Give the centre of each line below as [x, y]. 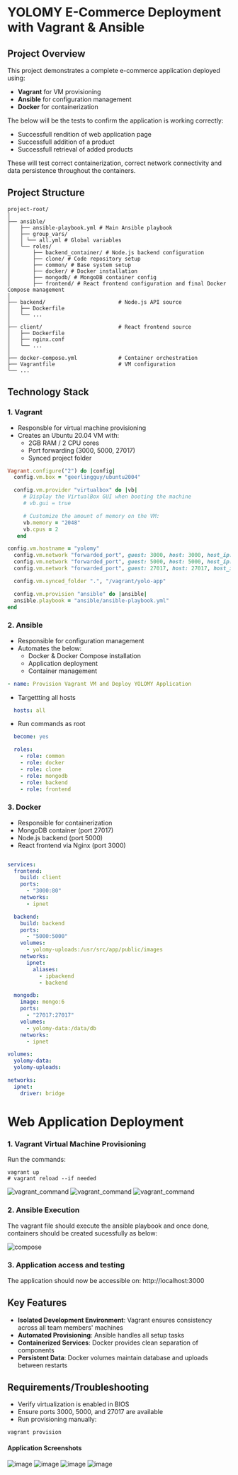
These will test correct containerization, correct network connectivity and [114, 163]
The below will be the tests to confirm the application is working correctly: [115, 120]
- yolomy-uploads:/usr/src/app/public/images [94, 950]
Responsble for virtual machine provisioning [82, 428]
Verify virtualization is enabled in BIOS [73, 1404]
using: [16, 78]
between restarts [42, 1365]
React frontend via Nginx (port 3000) [72, 845]
